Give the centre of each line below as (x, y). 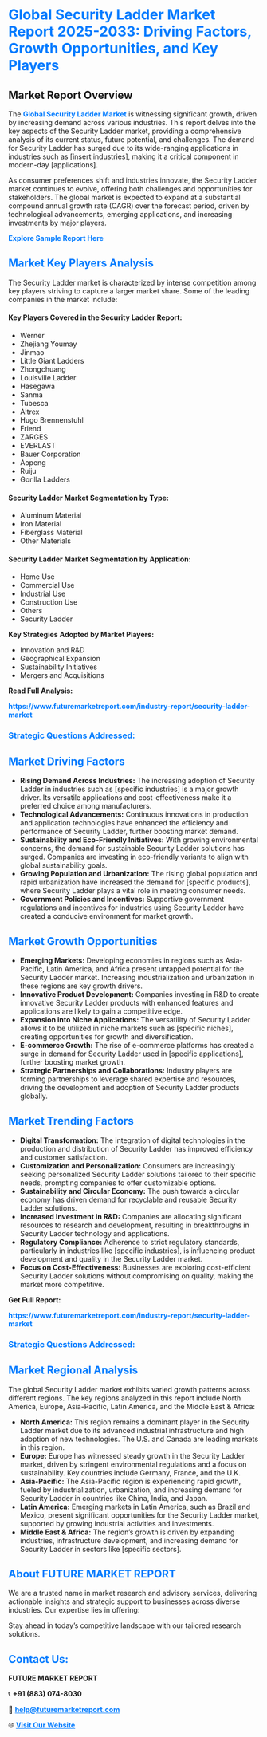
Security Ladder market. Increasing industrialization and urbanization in (137, 977)
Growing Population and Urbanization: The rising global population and (138, 874)
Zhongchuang (43, 369)
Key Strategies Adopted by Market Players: (81, 635)
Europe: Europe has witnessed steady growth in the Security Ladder (132, 1455)
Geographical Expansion (60, 659)
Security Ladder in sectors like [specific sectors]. (100, 1549)
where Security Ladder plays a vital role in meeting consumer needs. (133, 891)
